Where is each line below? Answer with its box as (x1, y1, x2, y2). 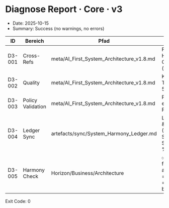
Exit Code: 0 (5, 198, 31, 204)
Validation (23, 103, 47, 110)
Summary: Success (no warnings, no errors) (12, 25, 105, 31)
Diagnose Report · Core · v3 (5, 4, 123, 15)
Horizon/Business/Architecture (51, 169, 124, 176)
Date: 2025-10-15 (12, 20, 49, 26)
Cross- (23, 52, 40, 59)
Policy (23, 96, 38, 103)
